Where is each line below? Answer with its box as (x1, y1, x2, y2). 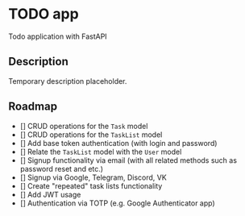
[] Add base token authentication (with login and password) (19, 138, 218, 147)
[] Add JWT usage (19, 189, 81, 199)
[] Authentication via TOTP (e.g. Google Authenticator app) (19, 198, 215, 208)
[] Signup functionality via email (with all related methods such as (19, 155, 238, 165)
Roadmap (8, 100, 58, 114)
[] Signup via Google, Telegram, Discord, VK (19, 172, 167, 182)
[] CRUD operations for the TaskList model (19, 130, 163, 139)
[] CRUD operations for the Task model (19, 121, 148, 131)
